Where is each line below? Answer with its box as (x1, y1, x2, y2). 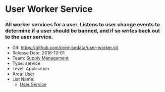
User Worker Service (5, 3, 93, 15)
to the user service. (5, 34, 54, 41)
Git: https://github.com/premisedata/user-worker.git (12, 45, 118, 50)
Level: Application (12, 66, 49, 72)
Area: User (12, 71, 35, 77)
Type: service (12, 60, 41, 66)
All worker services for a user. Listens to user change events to (5, 21, 160, 28)
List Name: (12, 76, 35, 82)
